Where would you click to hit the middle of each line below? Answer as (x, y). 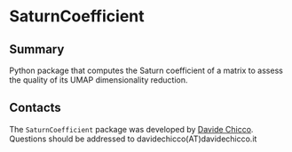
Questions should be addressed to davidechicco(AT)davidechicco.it (133, 139)
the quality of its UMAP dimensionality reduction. (99, 80)
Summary (37, 49)
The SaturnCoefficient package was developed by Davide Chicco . (131, 129)
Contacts (36, 108)
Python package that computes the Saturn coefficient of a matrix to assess (146, 70)
